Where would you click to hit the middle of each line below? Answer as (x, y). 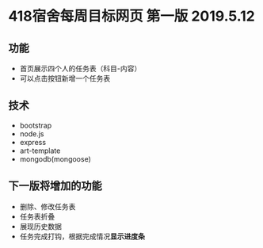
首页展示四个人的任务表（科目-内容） (80, 69)
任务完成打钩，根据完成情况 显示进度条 (82, 236)
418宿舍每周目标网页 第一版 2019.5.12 (131, 16)
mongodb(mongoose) (55, 158)
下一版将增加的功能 (55, 186)
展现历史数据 (40, 226)
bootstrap (36, 125)
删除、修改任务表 (48, 206)
